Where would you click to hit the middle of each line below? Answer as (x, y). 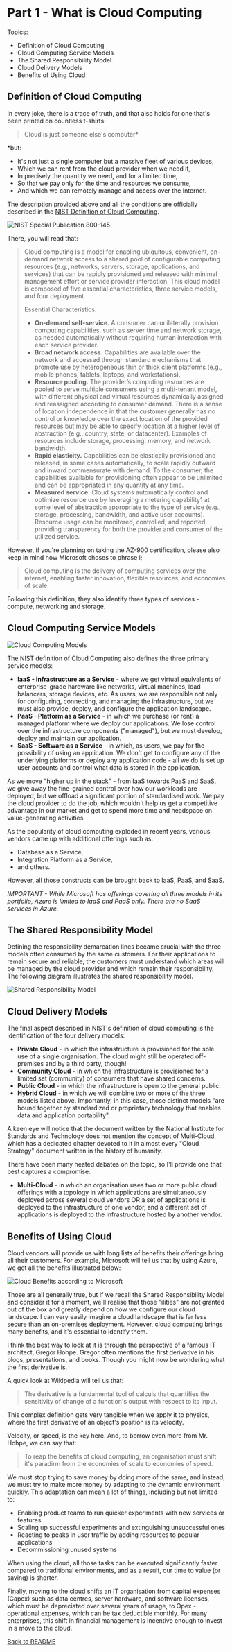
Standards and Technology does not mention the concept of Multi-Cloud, (112, 1136)
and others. (34, 867)
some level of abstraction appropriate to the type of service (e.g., (127, 507)
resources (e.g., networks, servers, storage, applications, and (112, 266)
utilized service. (57, 536)
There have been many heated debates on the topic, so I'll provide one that (114, 1164)
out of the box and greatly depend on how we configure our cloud (101, 1309)
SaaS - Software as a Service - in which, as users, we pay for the (111, 745)
